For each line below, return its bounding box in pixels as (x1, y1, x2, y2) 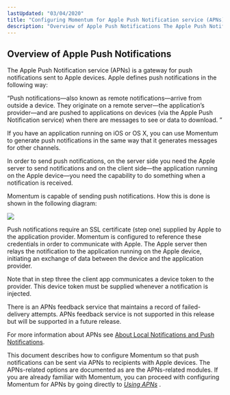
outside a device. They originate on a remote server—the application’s (7, 101, 205, 110)
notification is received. (7, 179, 73, 187)
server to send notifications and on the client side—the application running (7, 164, 218, 173)
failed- (182, 303, 201, 311)
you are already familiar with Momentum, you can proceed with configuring (7, 373, 220, 381)
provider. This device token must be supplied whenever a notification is (7, 282, 209, 291)
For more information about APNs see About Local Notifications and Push (7, 331, 214, 339)
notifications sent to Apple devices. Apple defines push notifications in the (7, 73, 217, 82)
